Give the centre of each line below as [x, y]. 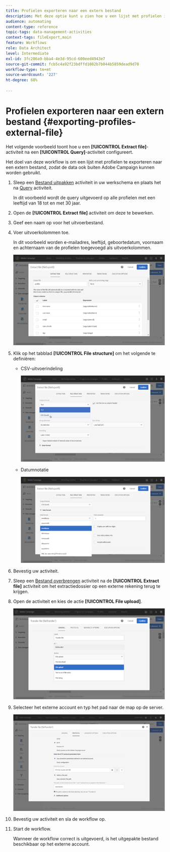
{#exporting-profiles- [90, 122]
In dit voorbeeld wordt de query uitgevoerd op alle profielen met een [84, 197]
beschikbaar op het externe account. [51, 844]
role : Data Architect [29, 48]
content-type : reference [32, 27]
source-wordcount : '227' [32, 75]
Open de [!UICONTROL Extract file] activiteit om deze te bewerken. [83, 213]
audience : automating [29, 21]
